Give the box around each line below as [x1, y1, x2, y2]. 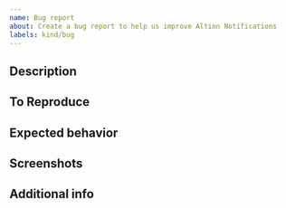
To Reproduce [9, 94, 91, 109]
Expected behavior [9, 125, 119, 140]
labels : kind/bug [9, 30, 75, 39]
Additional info [9, 186, 95, 202]
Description [9, 63, 77, 79]
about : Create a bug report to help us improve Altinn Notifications [9, 22, 278, 31]
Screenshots [9, 156, 83, 171]
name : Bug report [9, 13, 75, 23]
